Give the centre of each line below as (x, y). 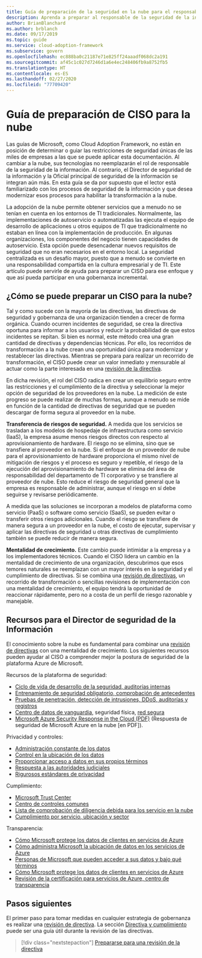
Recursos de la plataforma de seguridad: (57, 675)
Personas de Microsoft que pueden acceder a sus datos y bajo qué (98, 859)
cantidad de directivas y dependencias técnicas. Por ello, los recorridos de (99, 343)
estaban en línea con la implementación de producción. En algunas (89, 232)
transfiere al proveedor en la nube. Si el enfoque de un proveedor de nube (98, 449)
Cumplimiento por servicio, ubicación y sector (72, 816)
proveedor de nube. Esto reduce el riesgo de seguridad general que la (93, 481)
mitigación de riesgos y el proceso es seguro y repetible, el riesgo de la (95, 462)
